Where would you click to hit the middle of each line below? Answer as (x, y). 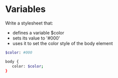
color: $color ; (28, 66)
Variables (26, 9)
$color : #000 (19, 52)
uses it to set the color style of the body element (63, 43)
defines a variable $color (38, 32)
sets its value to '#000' (36, 38)
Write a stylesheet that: (29, 23)
